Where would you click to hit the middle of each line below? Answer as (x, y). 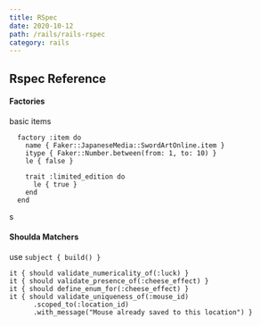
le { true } (55, 184)
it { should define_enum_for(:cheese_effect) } (99, 289)
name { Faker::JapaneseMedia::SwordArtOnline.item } (125, 145)
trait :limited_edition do (75, 176)
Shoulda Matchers (44, 237)
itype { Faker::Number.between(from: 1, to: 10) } (121, 153)
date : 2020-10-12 (41, 26)
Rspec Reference (58, 78)
